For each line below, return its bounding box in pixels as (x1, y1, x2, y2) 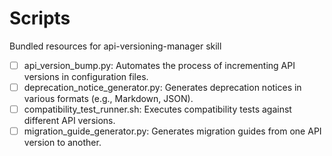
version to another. (23, 137, 102, 149)
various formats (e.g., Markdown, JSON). (23, 93, 194, 105)
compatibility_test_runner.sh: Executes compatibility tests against (23, 103, 292, 116)
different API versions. (23, 115, 116, 127)
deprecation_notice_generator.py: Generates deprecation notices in (23, 82, 302, 93)
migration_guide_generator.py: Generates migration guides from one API (23, 125, 322, 137)
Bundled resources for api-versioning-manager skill (9, 40, 222, 52)
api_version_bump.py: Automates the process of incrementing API (23, 59, 296, 71)
